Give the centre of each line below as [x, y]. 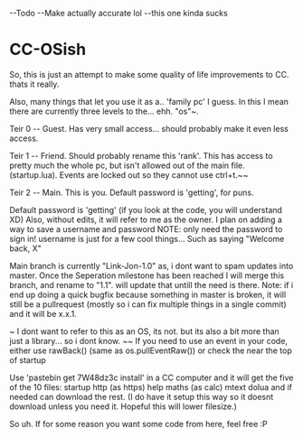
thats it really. [34, 84]
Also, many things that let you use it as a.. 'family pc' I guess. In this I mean [149, 101]
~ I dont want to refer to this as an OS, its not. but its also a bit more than [145, 331]
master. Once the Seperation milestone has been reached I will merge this [147, 275]
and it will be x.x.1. [43, 313]
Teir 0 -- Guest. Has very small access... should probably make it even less [149, 128]
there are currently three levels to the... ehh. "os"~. [104, 111]
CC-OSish [48, 50]
